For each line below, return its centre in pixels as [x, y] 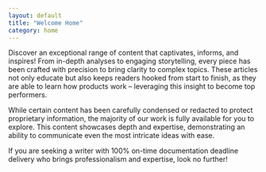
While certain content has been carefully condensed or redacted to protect [131, 110]
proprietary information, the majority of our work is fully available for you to [131, 119]
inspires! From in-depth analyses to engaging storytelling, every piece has [129, 61]
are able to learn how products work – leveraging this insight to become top [132, 86]
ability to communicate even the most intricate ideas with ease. [112, 136]
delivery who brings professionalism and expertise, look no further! [118, 159]
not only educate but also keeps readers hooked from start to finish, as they [132, 78]
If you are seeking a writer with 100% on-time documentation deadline [123, 151]
